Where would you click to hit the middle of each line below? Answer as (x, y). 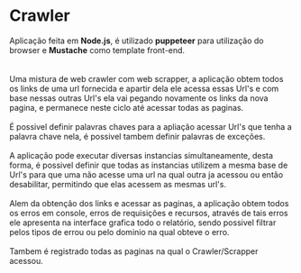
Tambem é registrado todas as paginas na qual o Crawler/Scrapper (134, 251)
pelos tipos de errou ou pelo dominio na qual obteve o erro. (119, 232)
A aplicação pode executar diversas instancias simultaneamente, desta (141, 155)
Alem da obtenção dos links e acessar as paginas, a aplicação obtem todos (149, 203)
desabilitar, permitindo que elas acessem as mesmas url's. (118, 184)
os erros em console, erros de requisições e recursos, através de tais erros (149, 213)
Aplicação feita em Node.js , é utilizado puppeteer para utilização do (137, 41)
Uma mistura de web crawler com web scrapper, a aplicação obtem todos (146, 78)
